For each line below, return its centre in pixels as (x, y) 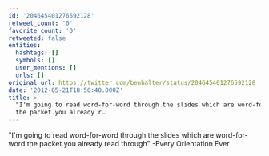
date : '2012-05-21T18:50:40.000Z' (66, 90)
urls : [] (30, 75)
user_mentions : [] (46, 68)
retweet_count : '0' (41, 23)
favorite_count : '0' (43, 30)
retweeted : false (37, 38)
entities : (25, 46)
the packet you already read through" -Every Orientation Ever (128, 144)
